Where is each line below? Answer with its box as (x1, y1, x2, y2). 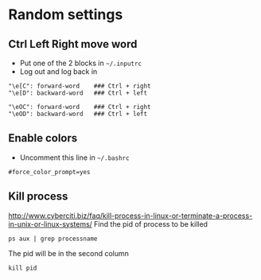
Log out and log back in (19, 67, 98, 76)
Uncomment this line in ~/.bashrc (19, 153, 130, 162)
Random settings (8, 6, 123, 24)
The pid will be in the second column (8, 248, 130, 258)
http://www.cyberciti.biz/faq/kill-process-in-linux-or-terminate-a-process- (8, 211, 253, 220)
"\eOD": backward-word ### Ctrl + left (8, 110, 148, 118)
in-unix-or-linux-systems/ (8, 219, 93, 228)
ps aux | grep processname (8, 235, 98, 243)
